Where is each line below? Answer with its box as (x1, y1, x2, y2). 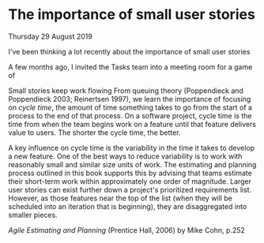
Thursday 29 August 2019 (8, 32, 92, 41)
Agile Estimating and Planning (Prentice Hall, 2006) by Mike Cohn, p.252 (8, 225, 245, 234)
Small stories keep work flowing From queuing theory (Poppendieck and (8, 85, 243, 95)
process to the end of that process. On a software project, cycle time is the (8, 110, 252, 120)
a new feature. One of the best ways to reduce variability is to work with (8, 151, 243, 161)
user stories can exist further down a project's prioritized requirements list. (8, 185, 252, 194)
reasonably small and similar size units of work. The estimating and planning (8, 159, 257, 169)
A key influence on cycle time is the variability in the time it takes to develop (8, 143, 255, 152)
